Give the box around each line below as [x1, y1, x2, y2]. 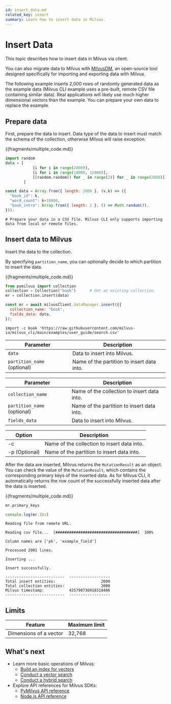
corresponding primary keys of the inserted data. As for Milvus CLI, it [5, 472, 151, 478]
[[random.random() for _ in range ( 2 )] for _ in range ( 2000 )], [32, 175, 167, 180]
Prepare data [5, 117, 47, 126]
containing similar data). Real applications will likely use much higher [5, 92, 149, 98]
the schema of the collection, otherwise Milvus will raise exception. [5, 136, 146, 143]
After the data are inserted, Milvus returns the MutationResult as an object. [5, 461, 162, 467]
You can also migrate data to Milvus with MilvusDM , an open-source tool [5, 66, 158, 72]
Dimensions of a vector [8, 630, 64, 637]
